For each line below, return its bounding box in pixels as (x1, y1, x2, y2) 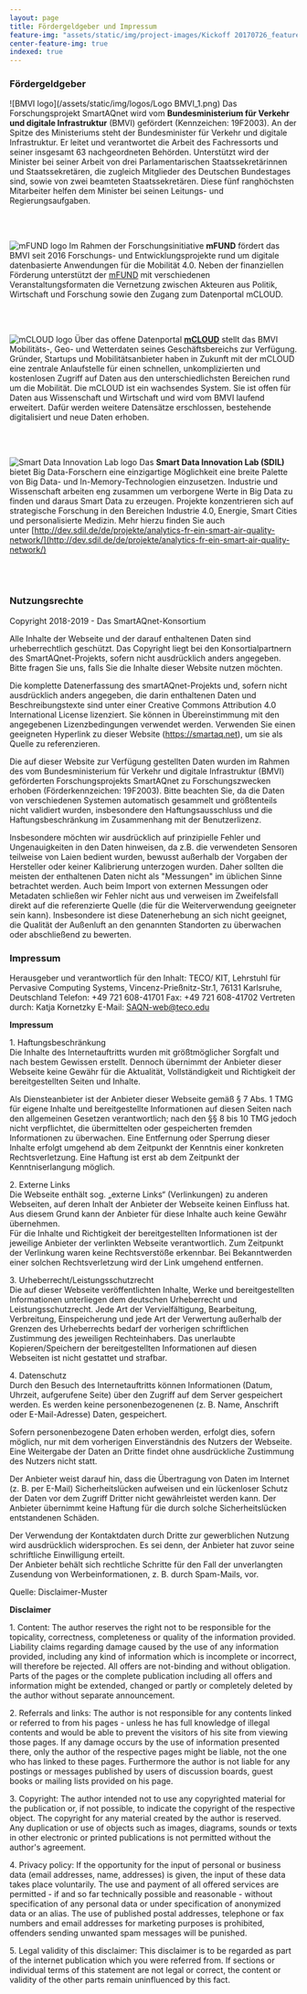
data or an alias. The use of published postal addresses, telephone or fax (9, 1908, 285, 1919)
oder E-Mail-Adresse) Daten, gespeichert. (9, 1409, 167, 1420)
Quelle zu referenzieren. (9, 737, 101, 749)
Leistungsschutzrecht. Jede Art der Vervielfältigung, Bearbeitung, (9, 1304, 258, 1315)
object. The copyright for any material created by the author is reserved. (9, 1813, 281, 1824)
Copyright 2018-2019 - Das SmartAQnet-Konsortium (9, 615, 206, 626)
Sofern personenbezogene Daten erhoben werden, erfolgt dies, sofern (9, 1427, 276, 1437)
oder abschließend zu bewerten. (9, 928, 132, 939)
